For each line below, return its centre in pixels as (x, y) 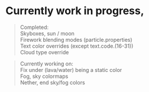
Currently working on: (46, 64)
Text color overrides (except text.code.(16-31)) (77, 46)
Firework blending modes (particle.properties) (76, 40)
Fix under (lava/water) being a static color (71, 70)
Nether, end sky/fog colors (52, 82)
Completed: (34, 27)
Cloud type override (44, 52)
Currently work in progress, (75, 11)
